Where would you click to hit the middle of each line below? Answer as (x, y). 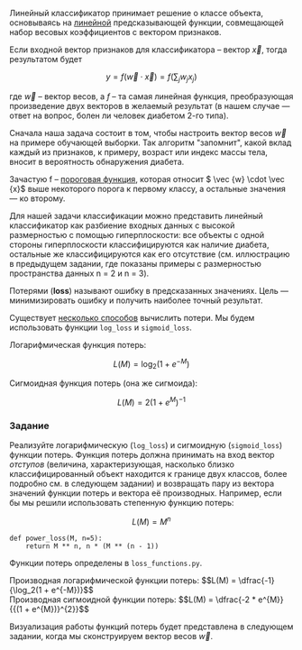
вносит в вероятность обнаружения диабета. (97, 161)
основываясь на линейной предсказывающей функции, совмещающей (146, 23)
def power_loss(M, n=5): (56, 538)
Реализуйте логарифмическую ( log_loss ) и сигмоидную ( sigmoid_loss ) (146, 445)
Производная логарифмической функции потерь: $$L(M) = (123, 580)
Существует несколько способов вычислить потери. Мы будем (132, 317)
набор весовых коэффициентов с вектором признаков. (115, 32)
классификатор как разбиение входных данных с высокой (122, 225)
